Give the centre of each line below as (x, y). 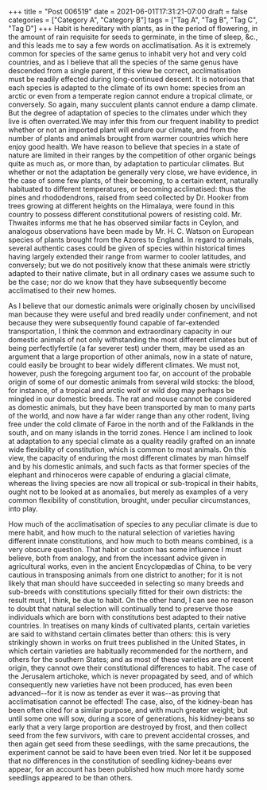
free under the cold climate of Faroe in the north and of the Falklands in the (131, 424)
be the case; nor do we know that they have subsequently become (117, 282)
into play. (23, 509)
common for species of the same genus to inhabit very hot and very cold (127, 54)
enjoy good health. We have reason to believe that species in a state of (124, 147)
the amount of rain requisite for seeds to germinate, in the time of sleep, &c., (133, 37)
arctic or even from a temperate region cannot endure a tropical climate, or (131, 96)
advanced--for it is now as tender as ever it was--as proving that (114, 693)
